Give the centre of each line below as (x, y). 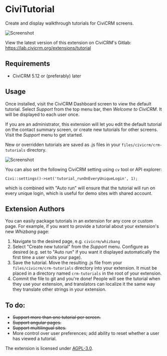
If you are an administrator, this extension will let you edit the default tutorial (83, 124)
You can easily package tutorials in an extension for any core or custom (79, 221)
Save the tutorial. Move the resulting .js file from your (67, 263)
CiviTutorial (30, 9)
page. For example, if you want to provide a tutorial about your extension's (82, 226)
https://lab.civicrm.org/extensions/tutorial (48, 48)
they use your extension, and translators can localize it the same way (84, 284)
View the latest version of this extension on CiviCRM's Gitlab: (68, 42)
